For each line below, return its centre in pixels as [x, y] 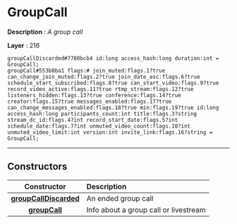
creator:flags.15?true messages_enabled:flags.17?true [90, 101]
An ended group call [120, 198]
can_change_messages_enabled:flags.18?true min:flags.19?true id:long [113, 107]
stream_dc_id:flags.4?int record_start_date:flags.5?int [93, 120]
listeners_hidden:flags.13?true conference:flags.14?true [94, 95]
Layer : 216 [24, 45]
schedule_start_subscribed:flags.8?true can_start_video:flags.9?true [113, 83]
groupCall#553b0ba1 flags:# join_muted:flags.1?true [86, 70]
